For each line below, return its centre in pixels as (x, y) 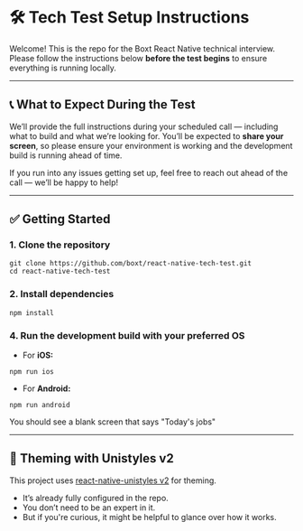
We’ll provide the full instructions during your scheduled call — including (144, 126)
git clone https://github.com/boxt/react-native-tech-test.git (131, 264)
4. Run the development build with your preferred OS (127, 335)
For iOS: (38, 355)
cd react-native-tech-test (60, 272)
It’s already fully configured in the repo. (95, 498)
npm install (32, 312)
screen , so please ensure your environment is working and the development (151, 145)
